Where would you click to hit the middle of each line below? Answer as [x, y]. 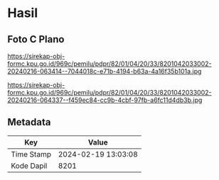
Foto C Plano [36, 39]
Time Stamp [31, 154]
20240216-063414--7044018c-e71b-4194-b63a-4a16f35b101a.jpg [105, 71]
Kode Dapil [29, 166]
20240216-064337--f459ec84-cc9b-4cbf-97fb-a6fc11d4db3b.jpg [105, 100]
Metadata [29, 122]
